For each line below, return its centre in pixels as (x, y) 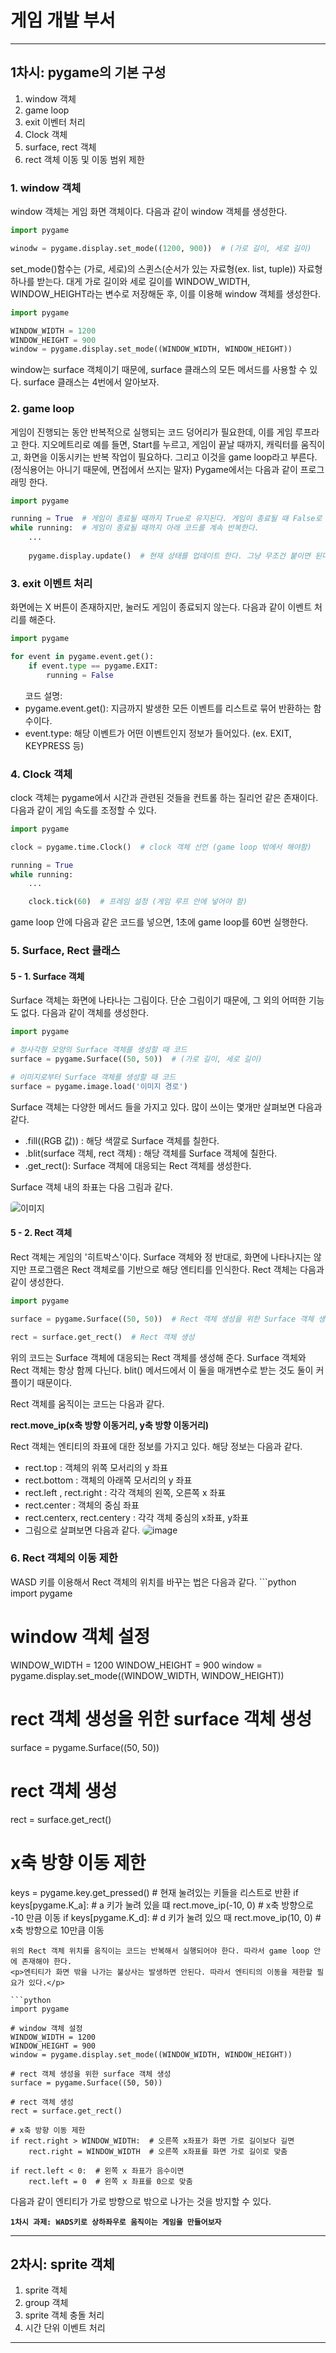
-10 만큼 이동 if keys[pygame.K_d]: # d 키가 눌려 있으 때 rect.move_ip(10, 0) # (166, 1917)
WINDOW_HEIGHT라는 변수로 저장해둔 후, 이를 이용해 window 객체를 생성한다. (166, 293)
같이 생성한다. (37, 1282)
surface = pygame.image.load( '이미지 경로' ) (99, 1086)
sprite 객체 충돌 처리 (64, 2315)
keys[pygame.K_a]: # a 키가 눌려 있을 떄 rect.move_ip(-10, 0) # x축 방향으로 (162, 1905)
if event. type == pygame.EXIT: (93, 666)
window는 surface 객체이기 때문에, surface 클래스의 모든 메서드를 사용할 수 (159, 370)
